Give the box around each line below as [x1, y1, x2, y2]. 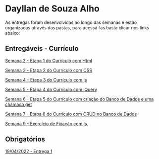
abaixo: [5, 30, 20, 36]
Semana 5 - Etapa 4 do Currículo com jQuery [5, 86, 98, 92]
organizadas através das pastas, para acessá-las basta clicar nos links [5, 24, 150, 30]
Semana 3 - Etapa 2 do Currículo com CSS [5, 67, 93, 73]
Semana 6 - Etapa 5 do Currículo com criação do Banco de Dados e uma [5, 96, 154, 102]
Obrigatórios [5, 135, 46, 144]
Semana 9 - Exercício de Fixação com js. [5, 120, 88, 127]
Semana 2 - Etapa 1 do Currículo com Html [5, 58, 93, 64]
